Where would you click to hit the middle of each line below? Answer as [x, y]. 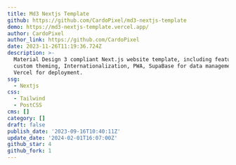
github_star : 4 [29, 145]
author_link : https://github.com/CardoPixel [73, 40]
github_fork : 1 [29, 151]
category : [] [26, 118]
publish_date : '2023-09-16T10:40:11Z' [64, 131]
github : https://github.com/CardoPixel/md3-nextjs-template [97, 20]
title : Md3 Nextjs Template [48, 14]
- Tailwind [29, 99]
